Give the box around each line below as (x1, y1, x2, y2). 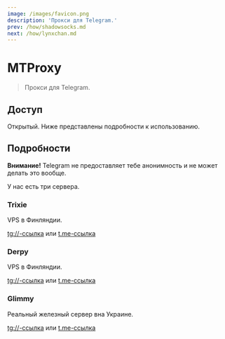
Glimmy (7, 294, 34, 304)
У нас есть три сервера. (7, 182, 80, 190)
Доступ (7, 103, 43, 116)
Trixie (7, 199, 27, 209)
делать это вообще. (7, 168, 67, 177)
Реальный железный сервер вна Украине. (7, 310, 134, 318)
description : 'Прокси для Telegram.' (7, 17, 118, 24)
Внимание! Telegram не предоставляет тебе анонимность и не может (7, 161, 218, 169)
